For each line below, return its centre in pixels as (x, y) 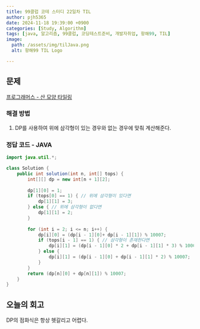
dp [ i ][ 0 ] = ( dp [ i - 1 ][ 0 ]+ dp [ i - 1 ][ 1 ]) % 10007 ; (102, 235)
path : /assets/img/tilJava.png (50, 45)
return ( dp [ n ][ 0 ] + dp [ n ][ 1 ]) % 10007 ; (77, 274)
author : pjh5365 (26, 17)
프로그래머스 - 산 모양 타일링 (39, 97)
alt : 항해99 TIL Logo (37, 51)
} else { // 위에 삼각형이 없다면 (65, 207)
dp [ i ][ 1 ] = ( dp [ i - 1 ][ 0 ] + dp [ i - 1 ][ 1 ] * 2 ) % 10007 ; (119, 257)
